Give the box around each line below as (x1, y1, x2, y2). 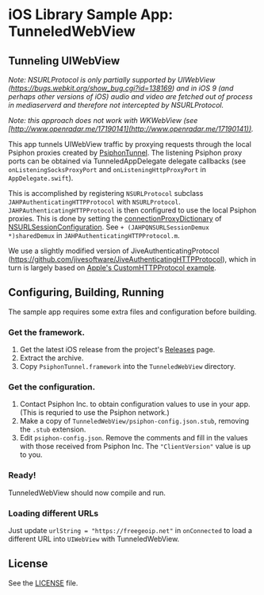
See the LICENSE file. (8, 578, 78, 588)
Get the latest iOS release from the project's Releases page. (19, 345, 216, 355)
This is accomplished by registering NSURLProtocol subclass (8, 189, 204, 198)
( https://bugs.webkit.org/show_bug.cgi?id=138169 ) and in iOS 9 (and (8, 83, 234, 93)
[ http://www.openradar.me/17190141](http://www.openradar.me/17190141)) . (8, 125, 254, 133)
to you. (19, 450, 43, 459)
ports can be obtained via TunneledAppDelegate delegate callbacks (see (8, 156, 247, 166)
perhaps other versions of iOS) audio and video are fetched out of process (8, 92, 254, 101)
